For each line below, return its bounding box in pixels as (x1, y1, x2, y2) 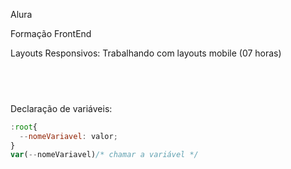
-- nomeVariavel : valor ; (19, 131, 118, 141)
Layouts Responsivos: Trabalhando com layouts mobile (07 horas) (10, 47, 282, 59)
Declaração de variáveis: (10, 102, 113, 114)
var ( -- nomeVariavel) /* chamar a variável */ (10, 150, 199, 160)
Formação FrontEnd (10, 28, 92, 39)
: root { (10, 122, 38, 132)
